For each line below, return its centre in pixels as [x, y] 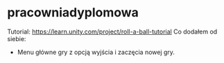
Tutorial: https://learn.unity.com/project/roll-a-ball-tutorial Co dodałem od [112, 32]
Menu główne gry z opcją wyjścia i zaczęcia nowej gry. [96, 52]
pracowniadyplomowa [73, 13]
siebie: [17, 38]
